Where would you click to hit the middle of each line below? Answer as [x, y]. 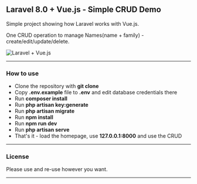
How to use [23, 73]
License [18, 156]
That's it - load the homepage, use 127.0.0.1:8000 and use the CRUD [98, 136]
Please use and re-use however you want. [57, 169]
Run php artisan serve [42, 130]
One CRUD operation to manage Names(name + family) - [75, 35]
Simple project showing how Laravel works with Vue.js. [73, 23]
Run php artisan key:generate [52, 105]
